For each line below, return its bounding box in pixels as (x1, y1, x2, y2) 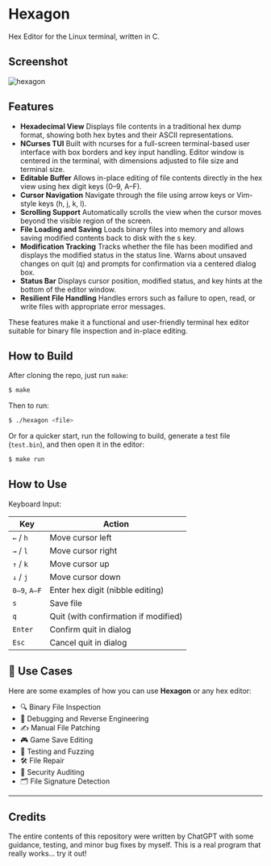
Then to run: (8, 401, 50, 410)
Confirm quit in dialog (49, 624, 131, 635)
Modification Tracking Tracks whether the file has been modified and (19, 242, 253, 251)
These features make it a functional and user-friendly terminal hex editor (8, 317, 250, 327)
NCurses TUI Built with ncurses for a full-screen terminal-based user (19, 138, 250, 148)
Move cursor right (49, 544, 118, 556)
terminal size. (19, 164, 65, 174)
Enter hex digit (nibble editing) (49, 584, 165, 595)
